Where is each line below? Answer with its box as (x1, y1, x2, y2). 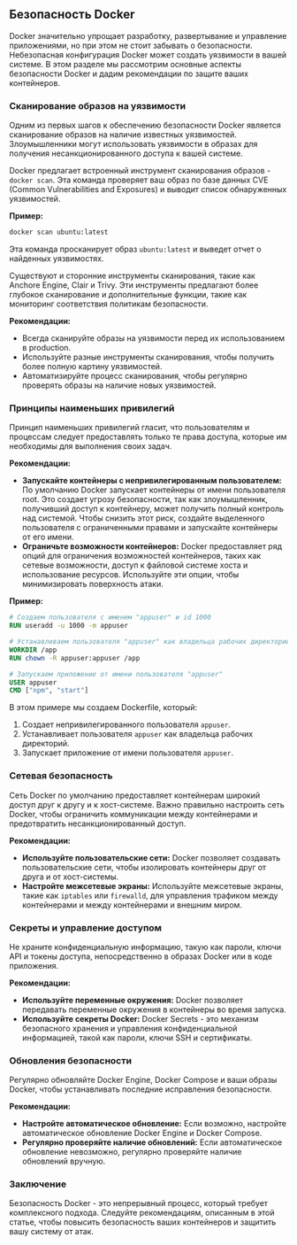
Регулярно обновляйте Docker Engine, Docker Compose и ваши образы (9, 1075, 278, 1086)
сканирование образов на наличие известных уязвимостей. (9, 129, 237, 140)
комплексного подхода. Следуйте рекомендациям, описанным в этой (9, 1208, 276, 1218)
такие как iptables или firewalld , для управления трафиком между (21, 890, 278, 901)
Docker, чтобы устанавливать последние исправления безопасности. (9, 1084, 272, 1094)
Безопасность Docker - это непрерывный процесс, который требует (9, 1198, 268, 1209)
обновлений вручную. (21, 1156, 106, 1167)
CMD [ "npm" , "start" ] (9, 686, 89, 695)
